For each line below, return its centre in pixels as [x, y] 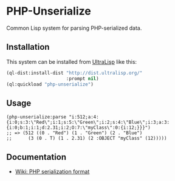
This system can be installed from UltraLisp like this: [72, 61]
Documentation [36, 157]
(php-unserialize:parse [36, 117]
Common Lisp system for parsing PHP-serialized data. [74, 28]
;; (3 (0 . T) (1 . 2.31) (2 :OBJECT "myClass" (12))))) [87, 138]
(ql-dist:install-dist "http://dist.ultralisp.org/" [74, 73]
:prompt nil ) [82, 78]
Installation [28, 47]
